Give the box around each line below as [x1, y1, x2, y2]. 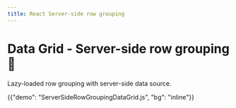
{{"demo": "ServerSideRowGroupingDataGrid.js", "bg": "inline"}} [7, 92, 194, 101]
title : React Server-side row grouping [7, 10, 125, 18]
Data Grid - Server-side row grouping [7, 40, 230, 56]
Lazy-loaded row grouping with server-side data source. [7, 79, 172, 88]
